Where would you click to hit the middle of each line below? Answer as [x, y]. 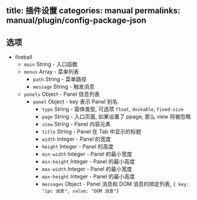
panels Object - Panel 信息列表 [62, 94]
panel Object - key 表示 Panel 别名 [75, 102]
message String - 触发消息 [64, 87]
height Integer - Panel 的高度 [78, 147]
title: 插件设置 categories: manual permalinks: [93, 11]
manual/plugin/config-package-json [76, 21]
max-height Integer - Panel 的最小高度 [88, 177]
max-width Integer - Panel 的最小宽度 [87, 169]
